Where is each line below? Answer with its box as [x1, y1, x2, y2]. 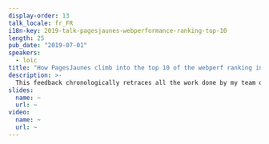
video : [8, 109, 30, 117]
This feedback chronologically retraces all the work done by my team [15, 78, 256, 86]
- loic [15, 57, 38, 65]
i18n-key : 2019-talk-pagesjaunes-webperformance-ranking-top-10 [8, 26, 227, 34]
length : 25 [8, 34, 45, 42]
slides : [8, 86, 34, 94]
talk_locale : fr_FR [8, 19, 74, 27]
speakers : [8, 49, 42, 57]
